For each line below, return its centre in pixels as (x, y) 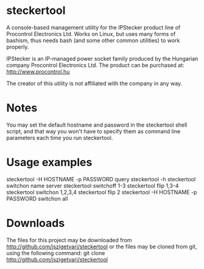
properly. (18, 47)
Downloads (36, 223)
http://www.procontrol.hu (38, 71)
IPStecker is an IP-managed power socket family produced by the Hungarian (102, 58)
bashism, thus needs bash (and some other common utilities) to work (93, 40)
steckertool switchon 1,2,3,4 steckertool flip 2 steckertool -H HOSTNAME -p (102, 192)
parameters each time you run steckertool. (60, 138)
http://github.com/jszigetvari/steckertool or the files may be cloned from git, (102, 246)
